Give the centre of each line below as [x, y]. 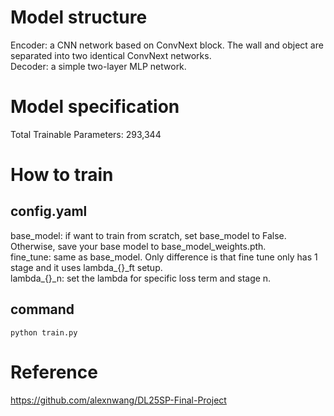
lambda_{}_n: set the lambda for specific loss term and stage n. [141, 278]
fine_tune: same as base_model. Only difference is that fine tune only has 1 [164, 257]
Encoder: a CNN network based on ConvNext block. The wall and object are [167, 45]
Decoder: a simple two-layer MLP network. [98, 66]
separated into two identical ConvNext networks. [111, 55]
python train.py [44, 332]
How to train [62, 175]
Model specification [95, 107]
